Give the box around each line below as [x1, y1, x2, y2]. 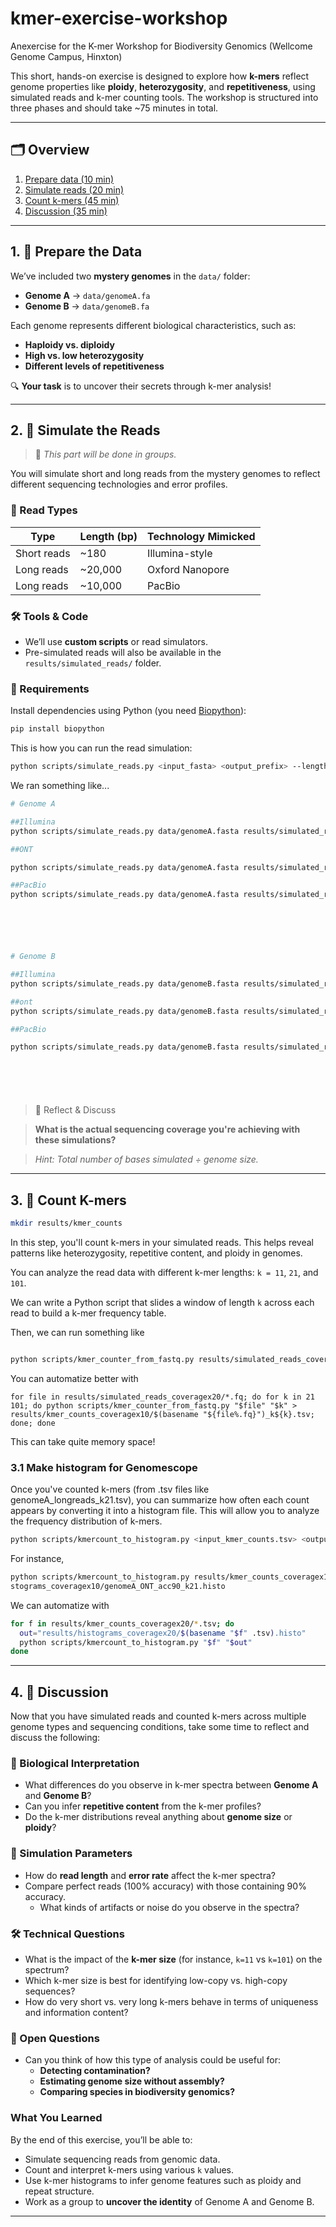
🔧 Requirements [10, 682, 90, 696]
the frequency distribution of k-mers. [10, 1515, 163, 1527]
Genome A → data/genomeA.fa [24, 289, 151, 301]
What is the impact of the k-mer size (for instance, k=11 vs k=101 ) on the [24, 1953, 323, 1965]
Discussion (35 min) [24, 205, 108, 217]
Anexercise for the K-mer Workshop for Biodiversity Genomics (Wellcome [10, 40, 313, 52]
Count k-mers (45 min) [24, 194, 120, 206]
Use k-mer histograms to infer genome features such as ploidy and [24, 2174, 302, 2186]
